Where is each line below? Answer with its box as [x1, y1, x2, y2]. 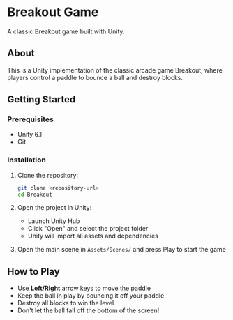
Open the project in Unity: [17, 204, 92, 212]
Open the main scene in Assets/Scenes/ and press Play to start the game [17, 245, 227, 254]
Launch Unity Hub [27, 217, 80, 225]
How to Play [7, 266, 61, 277]
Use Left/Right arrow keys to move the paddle [17, 284, 151, 293]
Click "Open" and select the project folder [27, 224, 149, 233]
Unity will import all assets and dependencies [27, 231, 159, 241]
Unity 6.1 [17, 130, 43, 139]
